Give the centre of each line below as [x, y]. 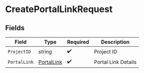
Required [78, 42]
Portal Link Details [115, 62]
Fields [15, 28]
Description [115, 42]
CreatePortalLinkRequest [59, 9]
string [45, 51]
